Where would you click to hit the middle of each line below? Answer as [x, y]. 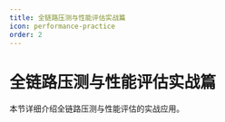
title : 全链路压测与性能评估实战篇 [68, 18]
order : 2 [26, 34]
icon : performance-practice [63, 26]
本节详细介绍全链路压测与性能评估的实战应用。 [97, 108]
